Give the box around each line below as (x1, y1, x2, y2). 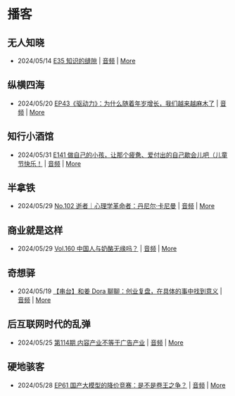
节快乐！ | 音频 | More (17, 159, 82, 167)
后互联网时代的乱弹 (7, 318, 91, 331)
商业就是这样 (7, 224, 63, 236)
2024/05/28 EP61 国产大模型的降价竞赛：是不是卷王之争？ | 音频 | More (17, 381, 226, 389)
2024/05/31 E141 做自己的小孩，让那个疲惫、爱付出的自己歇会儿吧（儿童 (17, 151, 228, 159)
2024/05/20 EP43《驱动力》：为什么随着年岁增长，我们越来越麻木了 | (17, 99, 219, 108)
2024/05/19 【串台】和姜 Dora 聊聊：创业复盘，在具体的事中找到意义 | (17, 287, 223, 295)
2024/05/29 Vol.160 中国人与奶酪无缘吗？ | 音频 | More (17, 244, 177, 253)
